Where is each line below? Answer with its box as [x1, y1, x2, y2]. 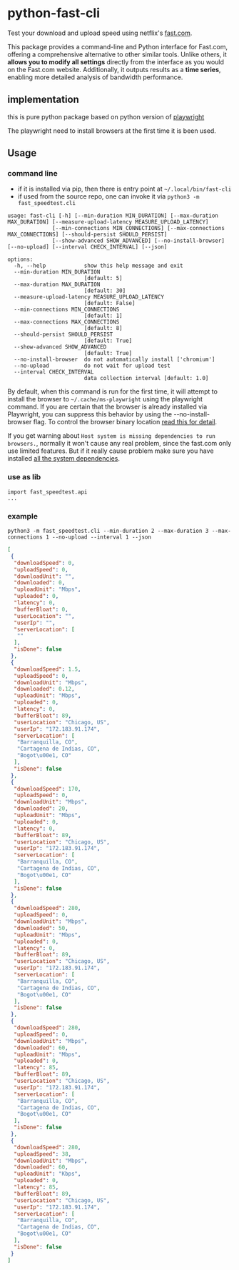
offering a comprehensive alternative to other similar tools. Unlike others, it [7, 50, 227, 59]
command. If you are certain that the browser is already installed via [7, 402, 208, 411]
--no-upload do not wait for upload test [14, 362, 171, 369]
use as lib [7, 472, 41, 482]
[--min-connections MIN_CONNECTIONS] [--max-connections [52, 225, 225, 232]
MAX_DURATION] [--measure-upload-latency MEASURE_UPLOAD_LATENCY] [7, 219, 209, 226]
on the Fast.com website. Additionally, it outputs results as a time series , [7, 65, 221, 74]
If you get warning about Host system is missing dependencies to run [7, 431, 215, 440]
